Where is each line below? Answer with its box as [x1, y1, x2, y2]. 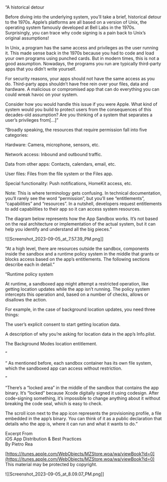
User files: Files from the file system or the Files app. [5, 171, 113, 177]
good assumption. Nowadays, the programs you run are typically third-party [5, 61, 162, 66]
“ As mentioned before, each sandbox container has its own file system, [5, 360, 153, 366]
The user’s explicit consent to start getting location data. [5, 321, 121, 327]
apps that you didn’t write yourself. [5, 66, 77, 72]
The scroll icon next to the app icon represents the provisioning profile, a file [5, 410, 162, 416]
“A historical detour [5, 4, 45, 10]
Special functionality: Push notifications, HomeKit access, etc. [5, 181, 133, 186]
